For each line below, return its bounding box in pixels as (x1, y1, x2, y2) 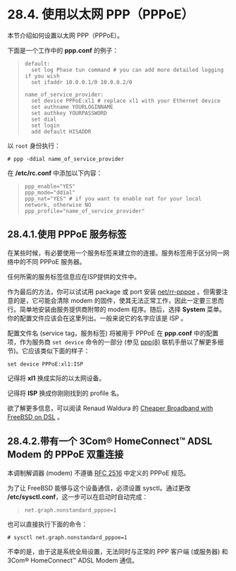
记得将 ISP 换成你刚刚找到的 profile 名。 (7, 389, 123, 397)
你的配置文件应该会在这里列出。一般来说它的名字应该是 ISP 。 (7, 313, 187, 322)
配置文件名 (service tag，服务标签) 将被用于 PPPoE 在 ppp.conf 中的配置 (7, 329, 219, 337)
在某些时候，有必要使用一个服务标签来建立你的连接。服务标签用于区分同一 (7, 248, 223, 257)
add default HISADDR (31, 128, 92, 135)
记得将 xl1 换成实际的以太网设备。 (7, 373, 106, 382)
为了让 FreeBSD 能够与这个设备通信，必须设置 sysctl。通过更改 (7, 483, 191, 492)
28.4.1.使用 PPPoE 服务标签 (7, 229, 127, 241)
